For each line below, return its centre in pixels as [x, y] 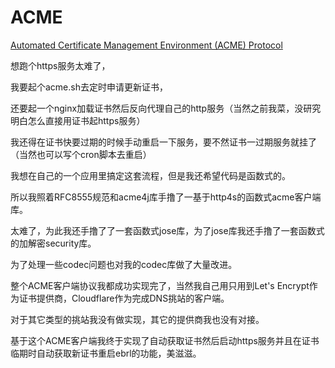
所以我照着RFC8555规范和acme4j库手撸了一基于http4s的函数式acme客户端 [166, 197]
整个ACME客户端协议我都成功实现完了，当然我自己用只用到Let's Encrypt [160, 285]
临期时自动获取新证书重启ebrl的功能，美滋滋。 [106, 353]
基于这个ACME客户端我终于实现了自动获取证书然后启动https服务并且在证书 [165, 340]
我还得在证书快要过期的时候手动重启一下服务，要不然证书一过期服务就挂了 [163, 142]
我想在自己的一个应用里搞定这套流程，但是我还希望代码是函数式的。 [150, 175]
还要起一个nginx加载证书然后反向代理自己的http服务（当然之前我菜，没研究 [166, 108]
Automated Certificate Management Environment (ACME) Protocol [146, 45]
